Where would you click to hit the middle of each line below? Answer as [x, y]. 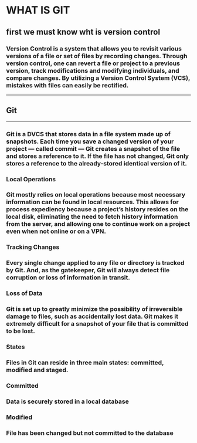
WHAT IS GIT [38, 10]
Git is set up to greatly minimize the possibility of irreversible [94, 309]
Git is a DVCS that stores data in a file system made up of [89, 134]
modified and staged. [37, 370]
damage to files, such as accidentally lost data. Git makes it [92, 316]
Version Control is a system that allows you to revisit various [94, 49]
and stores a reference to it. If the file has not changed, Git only [98, 156]
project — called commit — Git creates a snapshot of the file [93, 148]
